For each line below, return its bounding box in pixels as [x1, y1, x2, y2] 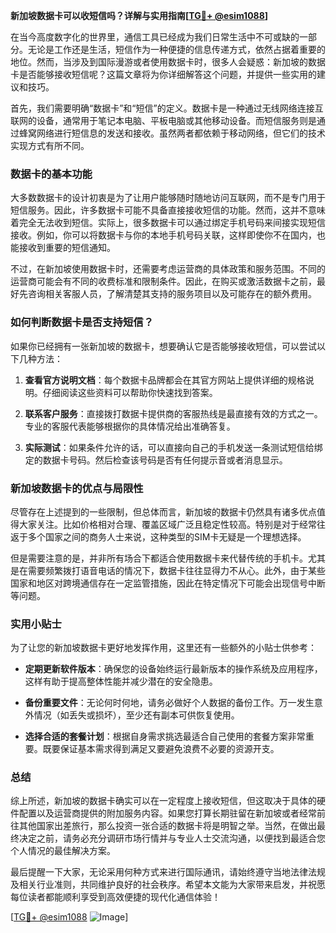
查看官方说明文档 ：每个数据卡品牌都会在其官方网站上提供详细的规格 [24, 374, 306, 386]
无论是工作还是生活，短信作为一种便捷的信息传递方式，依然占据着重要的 [27, 44, 326, 55]
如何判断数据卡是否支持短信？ [10, 315, 155, 329]
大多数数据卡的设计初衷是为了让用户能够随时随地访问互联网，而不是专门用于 [10, 192, 326, 204]
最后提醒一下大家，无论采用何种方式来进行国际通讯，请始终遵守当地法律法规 [10, 866, 326, 878]
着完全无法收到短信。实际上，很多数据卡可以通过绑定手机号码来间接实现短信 [10, 217, 326, 229]
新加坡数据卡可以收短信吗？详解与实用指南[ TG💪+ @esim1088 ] [10, 10, 269, 21]
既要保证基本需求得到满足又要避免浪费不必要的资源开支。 [42, 743, 280, 755]
